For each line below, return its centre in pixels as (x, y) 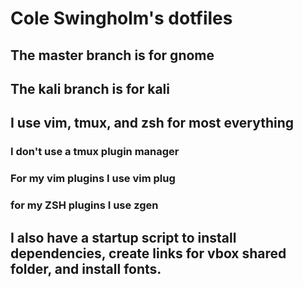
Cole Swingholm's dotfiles (121, 18)
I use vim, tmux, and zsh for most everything (152, 123)
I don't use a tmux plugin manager (95, 152)
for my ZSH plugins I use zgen (84, 205)
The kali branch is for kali (90, 88)
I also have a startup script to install (123, 237)
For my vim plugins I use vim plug (93, 179)
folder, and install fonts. (86, 268)
